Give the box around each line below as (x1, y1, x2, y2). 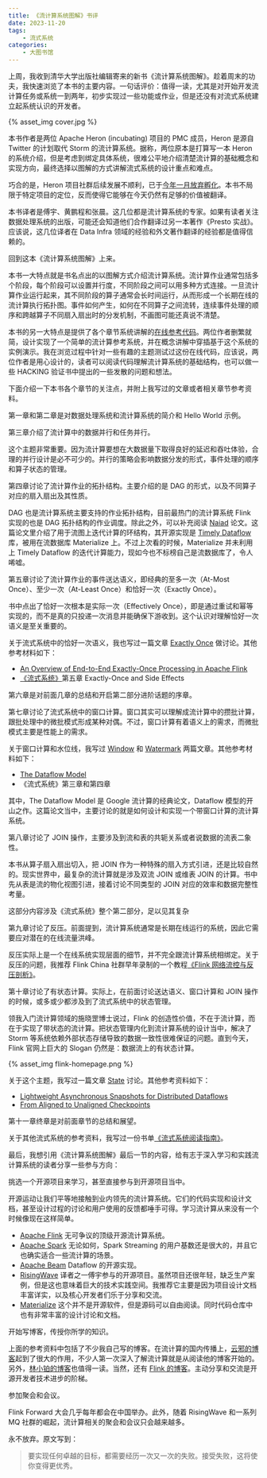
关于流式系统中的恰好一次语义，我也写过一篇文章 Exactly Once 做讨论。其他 (8, 638, 257, 648)
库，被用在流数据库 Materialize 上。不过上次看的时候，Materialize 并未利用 (8, 538, 253, 547)
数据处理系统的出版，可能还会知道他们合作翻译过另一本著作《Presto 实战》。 (8, 217, 258, 226)
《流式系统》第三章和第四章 (19, 780, 111, 788)
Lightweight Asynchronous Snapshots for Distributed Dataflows (19, 1092, 229, 1101)
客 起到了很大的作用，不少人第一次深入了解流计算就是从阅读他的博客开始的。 (8, 1354, 259, 1363)
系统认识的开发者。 (21, 101, 85, 110)
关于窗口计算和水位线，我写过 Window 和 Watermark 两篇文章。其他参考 (8, 744, 246, 753)
